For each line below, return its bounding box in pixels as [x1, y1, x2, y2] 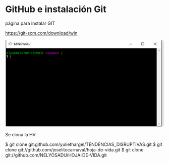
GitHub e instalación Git [5, 4, 107, 15]
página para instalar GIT [5, 20, 55, 26]
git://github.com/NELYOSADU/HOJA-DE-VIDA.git [5, 152, 107, 158]
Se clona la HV [5, 131, 36, 137]
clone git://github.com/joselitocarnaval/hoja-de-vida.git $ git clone [5, 146, 144, 152]
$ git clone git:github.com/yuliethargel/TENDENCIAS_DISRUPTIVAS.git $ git [5, 141, 162, 147]
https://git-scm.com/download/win [5, 30, 78, 36]
